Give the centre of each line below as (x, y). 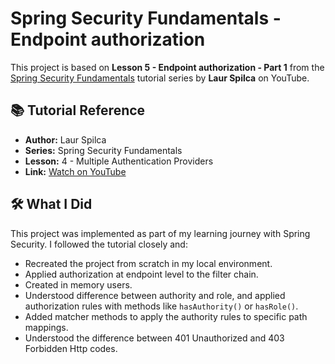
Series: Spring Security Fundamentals (103, 150)
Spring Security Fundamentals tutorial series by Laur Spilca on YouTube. (160, 78)
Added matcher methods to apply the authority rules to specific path (166, 316)
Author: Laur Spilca (65, 139)
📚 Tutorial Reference (78, 110)
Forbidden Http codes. (71, 348)
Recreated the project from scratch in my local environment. (148, 263)
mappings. (46, 327)
